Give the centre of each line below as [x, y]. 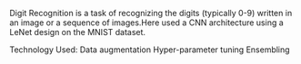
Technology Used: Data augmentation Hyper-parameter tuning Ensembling [150, 50]
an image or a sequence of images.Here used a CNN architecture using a [146, 23]
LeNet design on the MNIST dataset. [78, 32]
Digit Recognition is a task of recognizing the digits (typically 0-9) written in [151, 13]
